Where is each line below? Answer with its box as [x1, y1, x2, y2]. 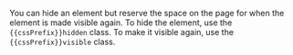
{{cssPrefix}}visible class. [9, 36, 116, 47]
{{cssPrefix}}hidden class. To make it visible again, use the [9, 27, 235, 37]
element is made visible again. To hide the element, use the [9, 17, 233, 28]
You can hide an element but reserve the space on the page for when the [9, 8, 285, 18]
